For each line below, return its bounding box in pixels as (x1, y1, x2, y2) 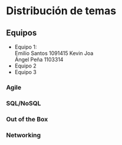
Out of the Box (6, 115, 48, 123)
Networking (6, 131, 41, 139)
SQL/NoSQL (6, 99, 41, 107)
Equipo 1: (14, 43, 37, 50)
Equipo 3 (14, 69, 37, 75)
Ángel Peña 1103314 (14, 56, 64, 63)
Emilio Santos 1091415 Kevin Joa (14, 50, 94, 57)
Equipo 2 (14, 62, 37, 69)
